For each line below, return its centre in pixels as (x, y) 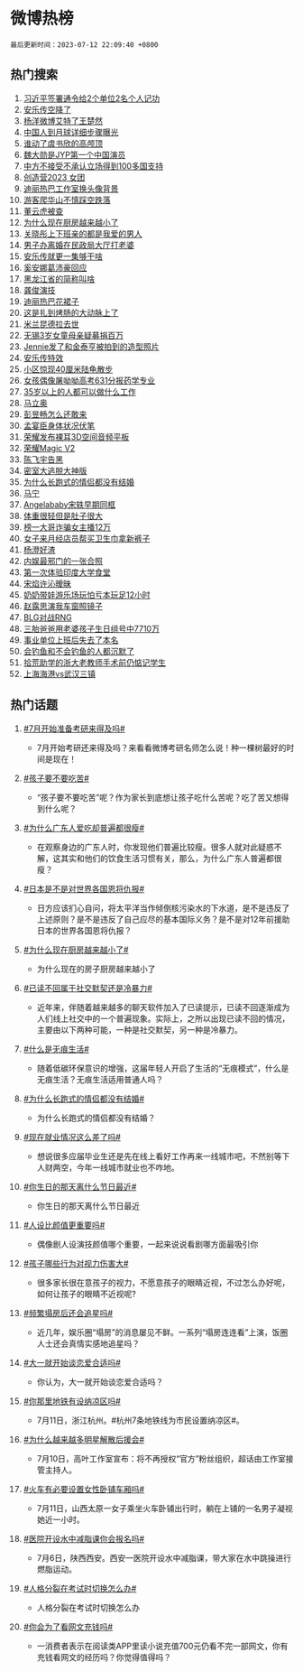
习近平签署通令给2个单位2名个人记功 (92, 98)
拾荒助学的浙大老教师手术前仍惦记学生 (94, 662)
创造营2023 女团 (54, 177)
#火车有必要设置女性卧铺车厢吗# (84, 1489)
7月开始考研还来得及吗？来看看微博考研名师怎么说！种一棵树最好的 (161, 747)
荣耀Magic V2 (49, 448)
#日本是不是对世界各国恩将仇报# (84, 888)
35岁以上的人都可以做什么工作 (79, 391)
